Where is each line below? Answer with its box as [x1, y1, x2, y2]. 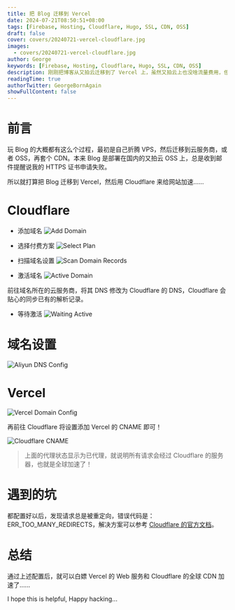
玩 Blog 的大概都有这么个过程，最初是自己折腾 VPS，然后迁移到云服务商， [7, 145, 222, 154]
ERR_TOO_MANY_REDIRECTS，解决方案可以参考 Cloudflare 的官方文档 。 [7, 520, 218, 529]
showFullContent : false [7, 88, 77, 95]
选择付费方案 [17, 242, 55, 249]
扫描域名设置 [17, 256, 55, 265]
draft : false [7, 29, 45, 37]
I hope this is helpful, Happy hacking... [7, 595, 117, 603]
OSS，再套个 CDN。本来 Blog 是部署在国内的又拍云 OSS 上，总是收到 [15, 154, 217, 162]
